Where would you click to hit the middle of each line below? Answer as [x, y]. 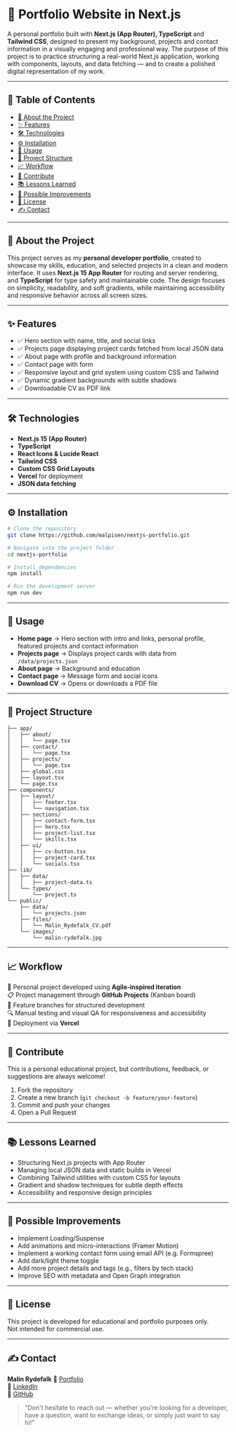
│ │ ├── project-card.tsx [52, 858]
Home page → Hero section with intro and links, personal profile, [111, 638]
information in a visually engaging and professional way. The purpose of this [118, 49]
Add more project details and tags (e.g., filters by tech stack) [105, 1268]
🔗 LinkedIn [22, 1386]
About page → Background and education [79, 668]
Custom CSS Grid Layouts [56, 469]
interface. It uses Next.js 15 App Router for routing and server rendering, [113, 272]
